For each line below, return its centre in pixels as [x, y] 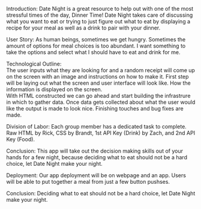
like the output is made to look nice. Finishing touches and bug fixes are [95, 108]
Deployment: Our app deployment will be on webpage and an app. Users [96, 175]
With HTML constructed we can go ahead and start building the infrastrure [98, 96]
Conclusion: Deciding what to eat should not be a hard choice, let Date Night [101, 193]
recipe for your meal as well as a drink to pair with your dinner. [83, 28]
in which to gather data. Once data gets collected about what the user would [101, 102]
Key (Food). [20, 139]
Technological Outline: [34, 64]
